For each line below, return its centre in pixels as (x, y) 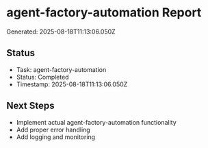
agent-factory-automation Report (104, 13)
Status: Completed (42, 77)
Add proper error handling (53, 129)
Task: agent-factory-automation (61, 69)
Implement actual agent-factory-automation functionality (96, 122)
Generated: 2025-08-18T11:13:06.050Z (61, 32)
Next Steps (30, 106)
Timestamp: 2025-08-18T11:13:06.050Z (72, 84)
